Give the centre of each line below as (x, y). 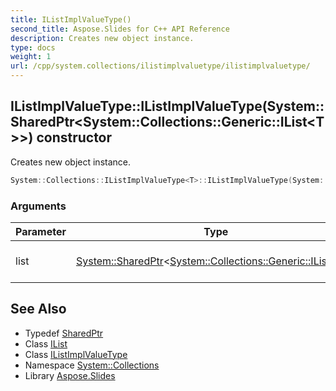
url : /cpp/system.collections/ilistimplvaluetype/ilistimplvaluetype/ (160, 66)
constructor (74, 137)
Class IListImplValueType (76, 354)
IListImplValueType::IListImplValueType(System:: (167, 106)
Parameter (41, 231)
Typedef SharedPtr (64, 333)
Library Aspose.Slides (70, 375)
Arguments (38, 206)
